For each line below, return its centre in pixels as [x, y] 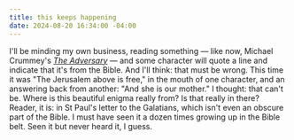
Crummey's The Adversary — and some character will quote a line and [139, 60]
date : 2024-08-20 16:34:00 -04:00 [73, 26]
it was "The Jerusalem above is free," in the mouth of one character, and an [147, 79]
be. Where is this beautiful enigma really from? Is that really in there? [134, 97]
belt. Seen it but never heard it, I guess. [81, 126]
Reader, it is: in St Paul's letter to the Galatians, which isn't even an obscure [147, 107]
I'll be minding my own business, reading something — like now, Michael [141, 51]
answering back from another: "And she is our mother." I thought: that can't [146, 89]
